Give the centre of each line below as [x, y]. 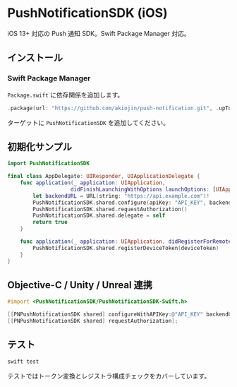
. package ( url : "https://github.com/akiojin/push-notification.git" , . [113, 108]
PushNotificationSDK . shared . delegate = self [99, 216]
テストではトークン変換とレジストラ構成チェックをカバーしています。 [109, 376]
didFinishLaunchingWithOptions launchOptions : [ [143, 189]
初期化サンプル [40, 147]
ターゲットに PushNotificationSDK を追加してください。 [89, 122]
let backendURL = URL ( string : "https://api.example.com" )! [121, 196]
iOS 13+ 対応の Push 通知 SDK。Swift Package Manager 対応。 [99, 33]
